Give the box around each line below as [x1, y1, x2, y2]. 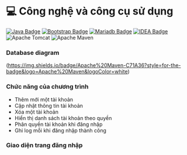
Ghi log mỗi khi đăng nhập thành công [14, 126, 107, 134]
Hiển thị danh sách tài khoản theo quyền [14, 114, 112, 121]
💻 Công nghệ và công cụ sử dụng [6, 5, 174, 18]
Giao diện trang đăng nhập [6, 141, 83, 149]
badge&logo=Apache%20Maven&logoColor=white [6, 68, 128, 75]
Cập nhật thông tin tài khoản [14, 102, 84, 109]
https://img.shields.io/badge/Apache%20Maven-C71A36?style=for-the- [8, 62, 181, 69]
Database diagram [6, 48, 60, 57]
